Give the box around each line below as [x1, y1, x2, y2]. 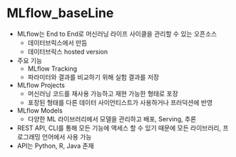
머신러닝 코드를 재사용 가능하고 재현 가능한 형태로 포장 [27, 89, 179, 98]
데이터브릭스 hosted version [27, 47, 108, 56]
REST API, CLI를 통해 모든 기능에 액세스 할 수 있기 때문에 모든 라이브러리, [16, 123, 222, 132]
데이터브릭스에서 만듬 [27, 38, 88, 47]
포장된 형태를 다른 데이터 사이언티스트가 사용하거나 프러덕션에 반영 [27, 98, 213, 106]
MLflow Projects [16, 81, 66, 89]
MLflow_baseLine [6, 5, 114, 21]
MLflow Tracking [27, 64, 78, 73]
